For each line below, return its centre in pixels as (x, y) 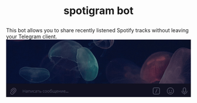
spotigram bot (98, 11)
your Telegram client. (32, 37)
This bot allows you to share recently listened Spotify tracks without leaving (97, 30)
